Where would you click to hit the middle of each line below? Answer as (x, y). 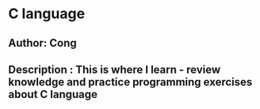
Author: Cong (42, 43)
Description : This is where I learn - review (115, 69)
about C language (53, 94)
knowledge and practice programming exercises (130, 82)
